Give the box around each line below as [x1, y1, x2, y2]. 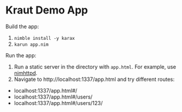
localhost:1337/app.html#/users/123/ [14, 99, 103, 106]
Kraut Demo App [5, 4, 89, 17]
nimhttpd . [14, 69, 38, 76]
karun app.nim [14, 42, 49, 47]
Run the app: [5, 52, 36, 59]
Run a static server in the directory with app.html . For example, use [14, 63, 177, 70]
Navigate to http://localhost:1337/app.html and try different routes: [14, 76, 175, 83]
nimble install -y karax [14, 35, 75, 41]
